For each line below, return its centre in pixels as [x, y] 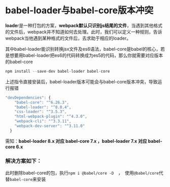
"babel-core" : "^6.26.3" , [42, 102]
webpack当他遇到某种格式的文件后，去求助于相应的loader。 [68, 38]
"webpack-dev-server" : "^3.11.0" [50, 126]
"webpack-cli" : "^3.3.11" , [43, 121]
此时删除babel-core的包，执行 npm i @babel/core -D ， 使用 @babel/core [82, 173]
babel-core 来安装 [28, 179]
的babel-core [19, 61]
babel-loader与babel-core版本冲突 [79, 10]
